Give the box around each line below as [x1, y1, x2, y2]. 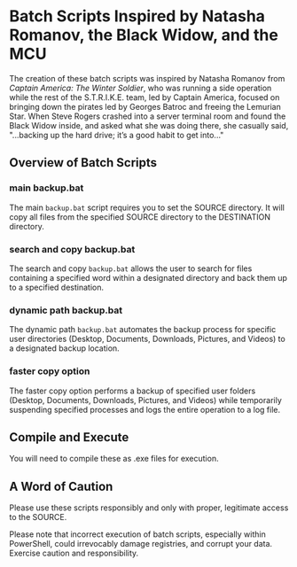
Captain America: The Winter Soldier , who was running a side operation [9, 82, 272, 93]
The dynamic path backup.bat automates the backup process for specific [9, 324, 277, 335]
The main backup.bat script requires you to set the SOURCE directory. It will [9, 202, 285, 213]
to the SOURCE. [9, 512, 67, 523]
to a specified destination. [9, 282, 105, 292]
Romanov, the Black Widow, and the [9, 25, 279, 45]
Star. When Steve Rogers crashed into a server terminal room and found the [9, 111, 286, 121]
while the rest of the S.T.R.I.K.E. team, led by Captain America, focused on [9, 91, 280, 103]
